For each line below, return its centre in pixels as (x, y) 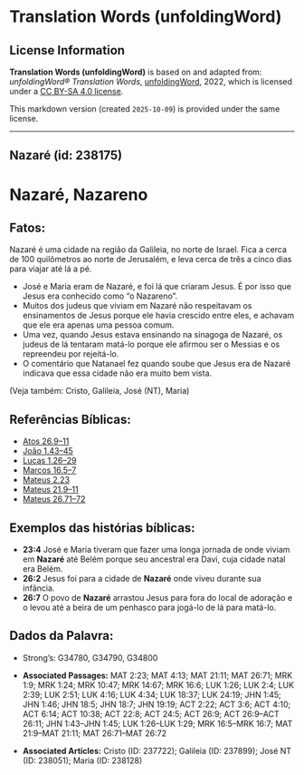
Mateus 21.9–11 (50, 490)
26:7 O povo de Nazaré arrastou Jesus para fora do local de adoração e (157, 598)
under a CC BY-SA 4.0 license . (66, 91)
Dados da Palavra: (62, 636)
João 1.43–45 (48, 451)
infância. (38, 588)
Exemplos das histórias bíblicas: (103, 528)
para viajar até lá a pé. (51, 269)
